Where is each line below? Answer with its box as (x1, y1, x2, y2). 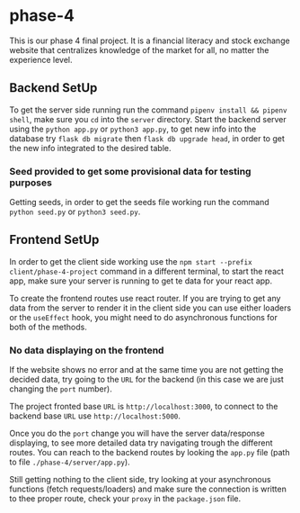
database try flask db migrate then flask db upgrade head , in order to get (9, 132, 286, 144)
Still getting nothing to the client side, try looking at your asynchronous (9, 474, 271, 485)
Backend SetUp (9, 80, 98, 95)
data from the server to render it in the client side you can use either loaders (9, 302, 292, 313)
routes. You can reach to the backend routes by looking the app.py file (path (9, 447, 290, 458)
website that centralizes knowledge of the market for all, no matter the (9, 44, 269, 55)
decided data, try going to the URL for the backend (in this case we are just (9, 374, 285, 385)
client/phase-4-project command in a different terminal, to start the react (9, 265, 285, 276)
